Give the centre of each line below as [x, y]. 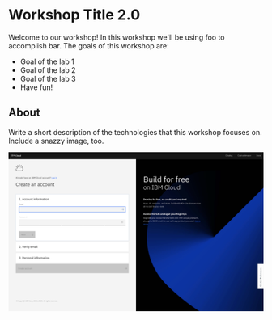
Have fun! [36, 87]
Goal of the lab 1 [47, 61]
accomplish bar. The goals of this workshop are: [89, 45]
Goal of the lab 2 [48, 69]
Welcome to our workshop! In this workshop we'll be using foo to [117, 37]
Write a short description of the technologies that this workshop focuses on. [136, 132]
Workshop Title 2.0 [74, 15]
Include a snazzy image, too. [56, 141]
